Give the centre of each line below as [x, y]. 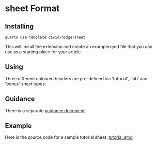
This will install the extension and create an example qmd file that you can [79, 46]
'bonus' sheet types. [25, 84]
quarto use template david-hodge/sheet [45, 37]
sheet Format [32, 8]
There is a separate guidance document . [46, 110]
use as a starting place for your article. [44, 52]
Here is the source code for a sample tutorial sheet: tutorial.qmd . [70, 137]
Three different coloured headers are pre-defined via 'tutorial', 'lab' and [76, 78]
